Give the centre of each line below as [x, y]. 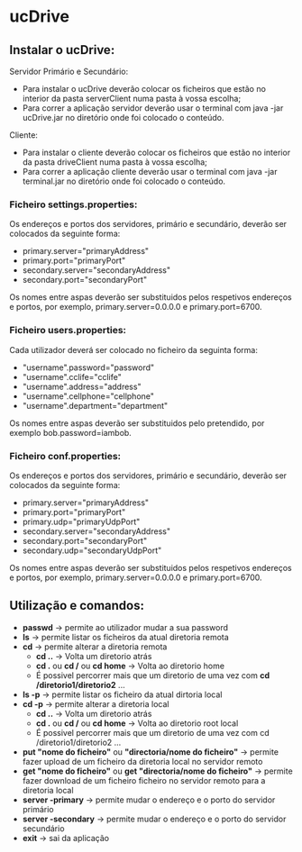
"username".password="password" [88, 367]
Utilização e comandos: [77, 606]
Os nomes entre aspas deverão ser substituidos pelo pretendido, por [137, 423]
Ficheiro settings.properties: [73, 204]
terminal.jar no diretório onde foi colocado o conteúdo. [124, 181]
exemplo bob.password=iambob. [71, 432]
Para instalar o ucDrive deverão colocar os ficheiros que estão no [144, 89]
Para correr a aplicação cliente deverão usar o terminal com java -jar [150, 172]
